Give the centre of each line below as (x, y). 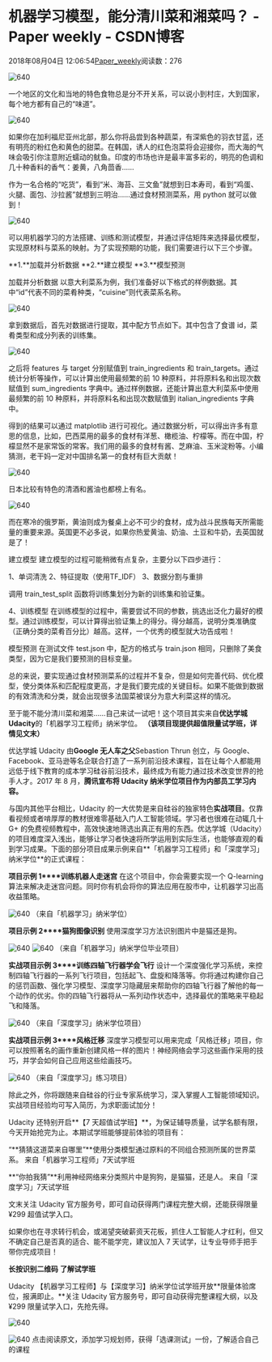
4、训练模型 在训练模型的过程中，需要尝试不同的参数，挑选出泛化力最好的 (132, 611)
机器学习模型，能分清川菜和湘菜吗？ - (134, 17)
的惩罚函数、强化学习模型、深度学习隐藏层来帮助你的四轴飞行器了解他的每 (132, 985)
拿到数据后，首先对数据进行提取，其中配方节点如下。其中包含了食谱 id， (130, 325)
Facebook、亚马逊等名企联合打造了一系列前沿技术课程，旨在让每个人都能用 (135, 760)
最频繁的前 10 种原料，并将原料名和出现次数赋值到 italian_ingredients (123, 398)
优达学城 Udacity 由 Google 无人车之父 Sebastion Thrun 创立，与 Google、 (131, 751)
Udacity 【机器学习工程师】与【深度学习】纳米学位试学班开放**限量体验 (129, 1286)
